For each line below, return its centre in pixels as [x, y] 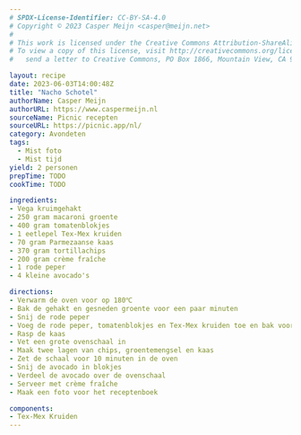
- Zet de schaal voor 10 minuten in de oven [94, 359]
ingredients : [34, 200]
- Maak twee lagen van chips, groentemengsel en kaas [112, 351]
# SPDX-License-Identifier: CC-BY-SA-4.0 [88, 18]
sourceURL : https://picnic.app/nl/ [76, 126]
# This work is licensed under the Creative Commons [110, 43]
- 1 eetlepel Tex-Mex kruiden [66, 234]
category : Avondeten [48, 134]
